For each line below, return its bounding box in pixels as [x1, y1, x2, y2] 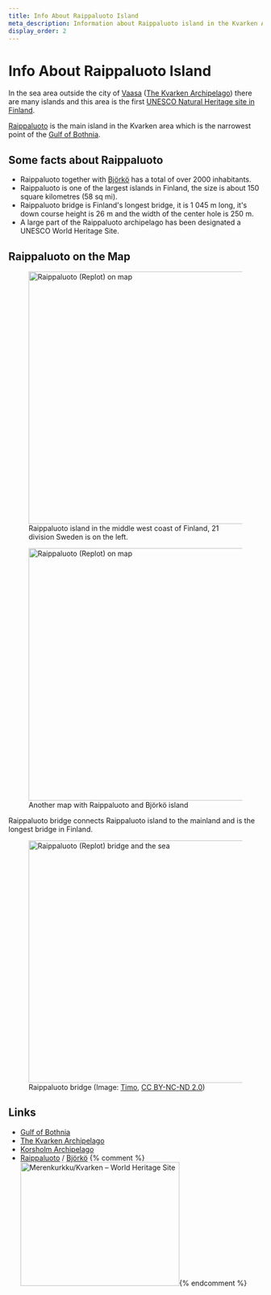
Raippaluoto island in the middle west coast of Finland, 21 [28, 523, 219, 533]
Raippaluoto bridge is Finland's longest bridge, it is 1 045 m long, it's [19, 200, 248, 210]
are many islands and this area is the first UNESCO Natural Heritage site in [8, 97, 256, 107]
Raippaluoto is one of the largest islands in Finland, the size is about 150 [19, 183, 260, 193]
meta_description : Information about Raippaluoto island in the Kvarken [8, 19, 258, 27]
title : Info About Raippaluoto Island [8, 11, 139, 20]
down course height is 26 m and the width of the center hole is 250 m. [19, 209, 254, 219]
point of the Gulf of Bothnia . [8, 130, 101, 140]
